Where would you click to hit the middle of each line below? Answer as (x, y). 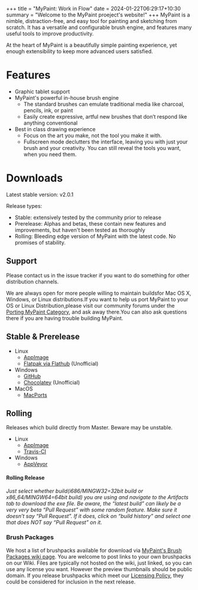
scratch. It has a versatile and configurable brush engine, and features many (99, 27)
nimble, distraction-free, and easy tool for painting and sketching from (92, 21)
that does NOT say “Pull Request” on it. (54, 522)
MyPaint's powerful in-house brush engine (67, 97)
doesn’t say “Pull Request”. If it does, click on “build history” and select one (98, 516)
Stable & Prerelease (43, 337)
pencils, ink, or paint (48, 110)
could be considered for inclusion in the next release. (71, 582)
